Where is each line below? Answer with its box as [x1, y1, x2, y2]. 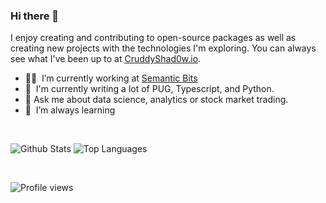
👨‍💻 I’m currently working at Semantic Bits [24, 72, 198, 84]
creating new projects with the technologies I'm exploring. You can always [10, 42, 317, 54]
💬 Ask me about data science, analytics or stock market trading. [24, 94, 289, 106]
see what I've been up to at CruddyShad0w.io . [10, 53, 202, 65]
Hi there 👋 [10, 9, 60, 23]
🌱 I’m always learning [24, 104, 116, 116]
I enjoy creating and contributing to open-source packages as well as [10, 32, 297, 44]
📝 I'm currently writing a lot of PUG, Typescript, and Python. [24, 83, 275, 95]
